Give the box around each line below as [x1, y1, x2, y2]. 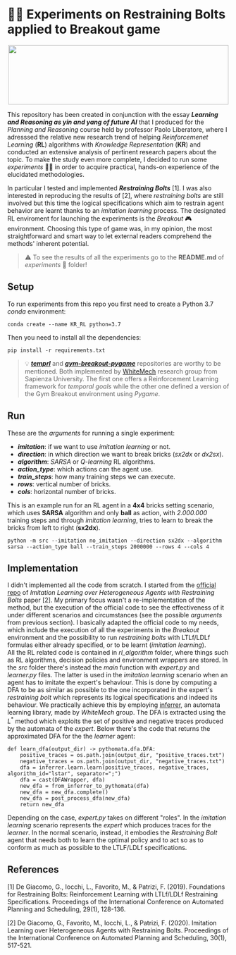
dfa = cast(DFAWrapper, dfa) [20, 777, 106, 784]
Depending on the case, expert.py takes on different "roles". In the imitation [7, 813, 227, 822]
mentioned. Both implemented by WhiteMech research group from [24, 366, 218, 376]
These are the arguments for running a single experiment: [7, 429, 175, 437]
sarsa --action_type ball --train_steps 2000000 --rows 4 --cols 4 [7, 543, 210, 550]
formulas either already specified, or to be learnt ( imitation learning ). [7, 641, 206, 649]
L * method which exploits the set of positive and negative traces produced [7, 715, 224, 725]
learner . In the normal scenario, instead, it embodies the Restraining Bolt [7, 828, 218, 837]
